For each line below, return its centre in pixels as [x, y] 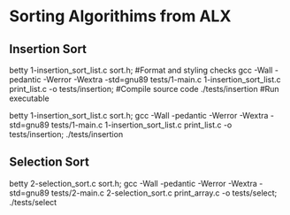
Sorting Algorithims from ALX [120, 16]
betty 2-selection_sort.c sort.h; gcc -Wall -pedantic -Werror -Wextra [134, 183]
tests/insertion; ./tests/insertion [66, 134]
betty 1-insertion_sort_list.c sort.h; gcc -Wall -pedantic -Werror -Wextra [139, 115]
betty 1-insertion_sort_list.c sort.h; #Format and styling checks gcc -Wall [141, 70]
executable [30, 98]
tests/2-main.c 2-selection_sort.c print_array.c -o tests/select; [164, 193]
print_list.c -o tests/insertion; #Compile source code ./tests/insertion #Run [145, 89]
